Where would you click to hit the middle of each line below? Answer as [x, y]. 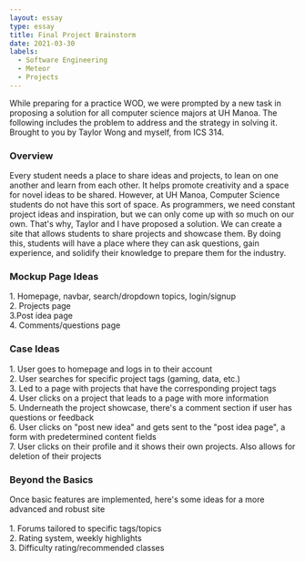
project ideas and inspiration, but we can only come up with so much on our [152, 214]
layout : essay [36, 18]
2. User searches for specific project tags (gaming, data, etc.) [125, 378]
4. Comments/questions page [65, 325]
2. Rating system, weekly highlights [76, 537]
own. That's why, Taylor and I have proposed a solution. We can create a [146, 224]
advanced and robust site [57, 509]
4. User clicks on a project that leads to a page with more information [139, 398]
